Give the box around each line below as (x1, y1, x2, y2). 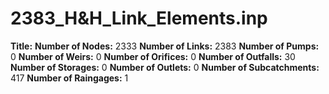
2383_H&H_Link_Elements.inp (10, 7, 268, 30)
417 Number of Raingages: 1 (10, 72, 129, 84)
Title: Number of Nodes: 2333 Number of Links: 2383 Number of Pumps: (10, 40, 320, 52)
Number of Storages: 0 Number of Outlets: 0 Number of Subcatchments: (10, 61, 320, 73)
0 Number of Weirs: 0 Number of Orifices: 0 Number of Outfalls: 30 (10, 50, 296, 62)
